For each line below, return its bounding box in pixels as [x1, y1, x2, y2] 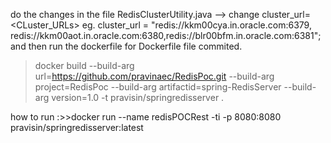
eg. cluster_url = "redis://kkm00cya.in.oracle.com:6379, [81, 19, 312, 31]
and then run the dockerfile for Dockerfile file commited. [10, 40, 243, 52]
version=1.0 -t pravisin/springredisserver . [51, 92, 225, 103]
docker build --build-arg [34, 60, 135, 71]
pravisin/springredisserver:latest [10, 122, 144, 133]
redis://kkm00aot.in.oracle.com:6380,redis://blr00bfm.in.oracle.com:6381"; [10, 30, 322, 41]
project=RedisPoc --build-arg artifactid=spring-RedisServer [34, 81, 282, 93]
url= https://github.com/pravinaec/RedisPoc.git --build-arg [34, 70, 275, 82]
